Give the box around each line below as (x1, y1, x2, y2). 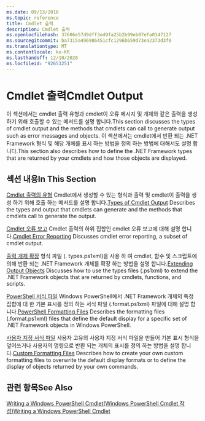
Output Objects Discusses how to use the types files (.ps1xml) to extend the (6, 267, 198, 274)
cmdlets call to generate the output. (6, 213, 97, 220)
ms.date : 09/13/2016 (6, 9, 60, 15)
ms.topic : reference (6, 15, 60, 21)
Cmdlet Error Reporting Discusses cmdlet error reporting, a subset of (12, 233, 188, 240)
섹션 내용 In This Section (6, 173, 96, 184)
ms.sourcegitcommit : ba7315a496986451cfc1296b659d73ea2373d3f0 (6, 37, 172, 44)
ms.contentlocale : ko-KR (6, 49, 70, 55)
